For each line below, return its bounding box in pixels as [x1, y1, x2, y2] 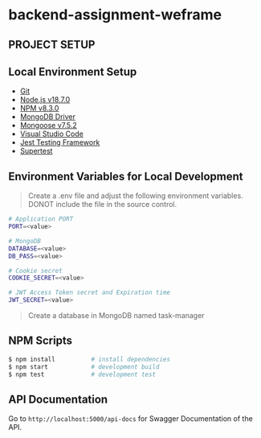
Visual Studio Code [19, 129, 84, 138]
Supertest [19, 147, 53, 156]
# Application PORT [8, 215, 74, 223]
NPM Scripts [8, 334, 73, 348]
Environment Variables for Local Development [8, 169, 243, 183]
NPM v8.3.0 [19, 103, 59, 114]
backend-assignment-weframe [8, 6, 222, 24]
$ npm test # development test [8, 370, 157, 378]
